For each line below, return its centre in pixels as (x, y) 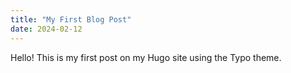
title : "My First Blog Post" (71, 19)
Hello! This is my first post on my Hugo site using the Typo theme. (146, 57)
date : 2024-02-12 (46, 29)
